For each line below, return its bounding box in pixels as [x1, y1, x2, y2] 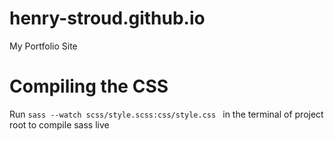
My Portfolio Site [9, 40, 78, 52]
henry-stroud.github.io [9, 7, 206, 30]
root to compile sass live [9, 118, 110, 131]
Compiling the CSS [9, 75, 169, 98]
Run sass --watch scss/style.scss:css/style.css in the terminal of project [9, 108, 324, 120]
